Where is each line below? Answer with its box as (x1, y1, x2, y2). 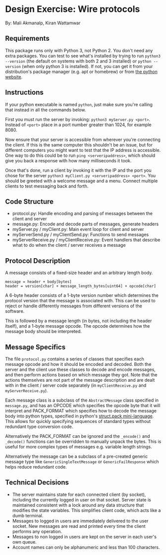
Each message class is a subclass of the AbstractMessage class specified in (5, 397, 159, 403)
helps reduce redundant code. (5, 464, 67, 470)
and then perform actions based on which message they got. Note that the (5, 372, 158, 378)
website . (5, 73, 23, 80)
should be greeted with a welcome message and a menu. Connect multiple (5, 178, 158, 184)
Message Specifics (5, 343, 66, 351)
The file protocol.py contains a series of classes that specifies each (5, 356, 145, 362)
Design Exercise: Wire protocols (5, 3, 140, 15)
